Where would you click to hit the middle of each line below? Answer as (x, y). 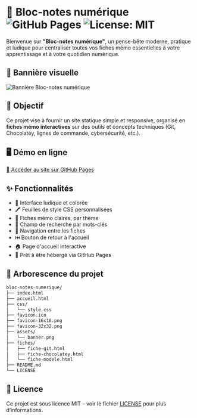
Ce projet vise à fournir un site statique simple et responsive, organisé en (96, 120)
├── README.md (24, 365)
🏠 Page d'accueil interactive (50, 246)
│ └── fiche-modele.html (40, 360)
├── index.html (25, 293)
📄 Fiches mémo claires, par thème (57, 218)
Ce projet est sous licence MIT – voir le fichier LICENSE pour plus (86, 403)
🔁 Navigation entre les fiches (50, 231)
